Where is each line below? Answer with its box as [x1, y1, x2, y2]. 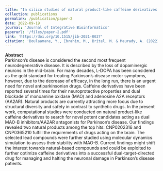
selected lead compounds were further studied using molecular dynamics [5, 135, 153, 140]
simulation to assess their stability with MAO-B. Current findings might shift [5, 139, 155, 146]
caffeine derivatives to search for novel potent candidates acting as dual [5, 114, 149, 120]
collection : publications [5, 12, 57, 17]
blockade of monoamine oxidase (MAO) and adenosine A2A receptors [5, 93, 146, 99]
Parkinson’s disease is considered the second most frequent [5, 57, 126, 63]
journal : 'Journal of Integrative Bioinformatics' [5, 25, 110, 30]
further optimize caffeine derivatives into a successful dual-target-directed [5, 150, 155, 156]
